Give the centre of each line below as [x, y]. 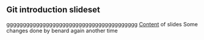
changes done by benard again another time [62, 30]
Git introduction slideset [53, 10]
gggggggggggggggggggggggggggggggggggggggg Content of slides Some [102, 24]
